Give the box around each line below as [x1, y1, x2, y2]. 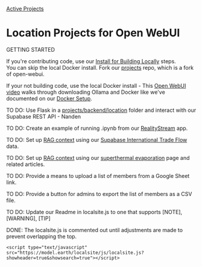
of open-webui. [6, 70, 45, 78]
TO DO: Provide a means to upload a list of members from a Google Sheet [6, 172, 190, 179]
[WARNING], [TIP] [6, 215, 51, 222]
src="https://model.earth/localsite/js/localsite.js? [6, 250, 145, 256]
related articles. [6, 161, 45, 168]
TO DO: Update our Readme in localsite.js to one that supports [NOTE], [6, 208, 183, 215]
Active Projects [6, 5, 44, 12]
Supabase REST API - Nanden [6, 112, 81, 120]
